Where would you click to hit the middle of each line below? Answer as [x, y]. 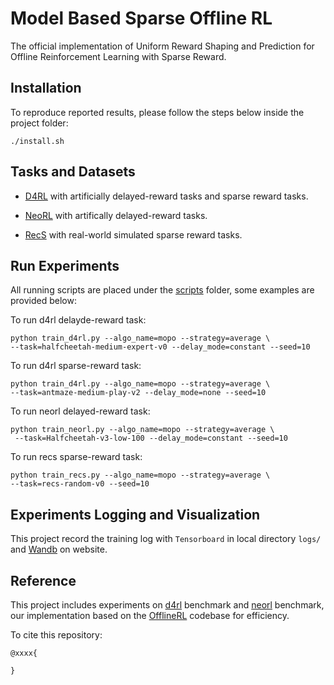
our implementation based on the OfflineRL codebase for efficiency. [150, 615]
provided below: [43, 301]
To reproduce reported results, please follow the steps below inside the [157, 112]
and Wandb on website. [59, 549]
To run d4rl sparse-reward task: [76, 366]
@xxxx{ [24, 653]
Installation [46, 88]
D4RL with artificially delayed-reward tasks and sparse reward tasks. [166, 196]
